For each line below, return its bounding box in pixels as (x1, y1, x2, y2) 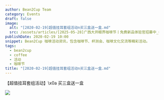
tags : (5, 43, 16, 48)
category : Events (5, 12, 41, 17)
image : (5, 20, 19, 26)
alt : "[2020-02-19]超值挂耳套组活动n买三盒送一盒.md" (9, 25, 111, 30)
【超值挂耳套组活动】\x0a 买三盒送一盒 (5, 80, 84, 86)
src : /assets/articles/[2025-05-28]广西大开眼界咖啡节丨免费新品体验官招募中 (9, 30, 157, 35)
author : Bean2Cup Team (5, 7, 51, 12)
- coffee (9, 52, 27, 58)
